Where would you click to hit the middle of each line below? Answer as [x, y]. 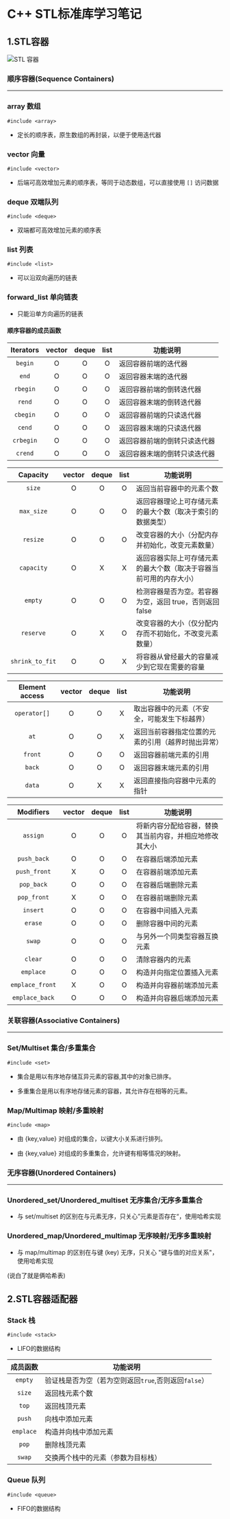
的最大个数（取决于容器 [174, 568]
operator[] [32, 713]
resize [34, 539]
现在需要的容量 [181, 666]
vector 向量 [26, 154]
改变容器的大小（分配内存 [177, 535]
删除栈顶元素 [66, 1445]
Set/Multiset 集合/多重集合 [51, 1048]
